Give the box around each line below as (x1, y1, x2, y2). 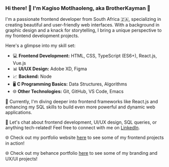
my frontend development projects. (5, 33, 79, 39)
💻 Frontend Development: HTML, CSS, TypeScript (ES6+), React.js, (12, 53, 157, 59)
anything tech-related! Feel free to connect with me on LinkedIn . (5, 125, 140, 131)
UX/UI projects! (5, 156, 38, 162)
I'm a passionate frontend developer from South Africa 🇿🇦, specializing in (5, 16, 161, 22)
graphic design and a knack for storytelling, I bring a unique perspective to (5, 27, 162, 34)
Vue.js (12, 60, 26, 66)
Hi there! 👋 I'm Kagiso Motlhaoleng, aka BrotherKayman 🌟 (5, 5, 151, 12)
